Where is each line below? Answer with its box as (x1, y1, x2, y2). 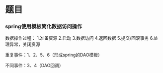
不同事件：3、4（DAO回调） (5, 63, 64, 69)
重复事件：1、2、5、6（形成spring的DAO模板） (5, 52, 103, 58)
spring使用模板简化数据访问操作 (5, 23, 82, 30)
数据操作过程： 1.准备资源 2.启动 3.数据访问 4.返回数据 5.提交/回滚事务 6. (5, 35, 154, 41)
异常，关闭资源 (9, 41, 40, 47)
